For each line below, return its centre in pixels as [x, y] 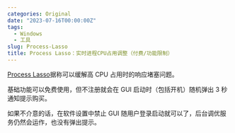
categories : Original [39, 14]
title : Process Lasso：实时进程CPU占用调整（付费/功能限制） [90, 54]
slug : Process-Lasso [38, 47]
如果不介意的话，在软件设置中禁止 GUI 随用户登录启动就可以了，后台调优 [114, 113]
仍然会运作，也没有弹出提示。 [57, 122]
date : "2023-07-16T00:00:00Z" [52, 21]
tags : [15, 27]
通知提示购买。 [29, 98]
